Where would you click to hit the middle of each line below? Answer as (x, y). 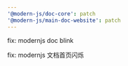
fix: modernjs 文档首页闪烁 (46, 55)
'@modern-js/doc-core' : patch (52, 14)
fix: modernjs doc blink (40, 40)
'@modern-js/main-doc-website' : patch (64, 20)
